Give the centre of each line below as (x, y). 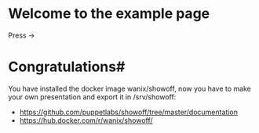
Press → (22, 35)
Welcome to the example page (109, 14)
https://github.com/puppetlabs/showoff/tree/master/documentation (128, 112)
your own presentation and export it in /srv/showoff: (92, 97)
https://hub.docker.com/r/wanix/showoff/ (86, 120)
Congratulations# (67, 67)
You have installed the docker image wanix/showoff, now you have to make (129, 88)
